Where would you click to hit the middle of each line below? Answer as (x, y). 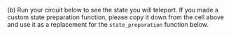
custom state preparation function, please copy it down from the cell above (115, 17)
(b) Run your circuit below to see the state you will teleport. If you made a (113, 10)
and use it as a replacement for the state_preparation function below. (108, 24)
